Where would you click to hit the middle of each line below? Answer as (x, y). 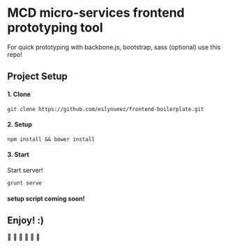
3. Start (18, 154)
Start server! (25, 170)
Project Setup (38, 76)
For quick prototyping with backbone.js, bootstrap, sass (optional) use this (114, 47)
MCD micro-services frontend (96, 13)
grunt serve (24, 183)
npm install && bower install (51, 139)
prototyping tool (55, 28)
